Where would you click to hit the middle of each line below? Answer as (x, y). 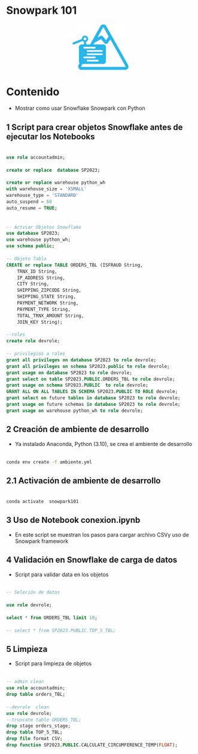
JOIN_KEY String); (40, 322)
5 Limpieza (27, 649)
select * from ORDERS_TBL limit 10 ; (52, 618)
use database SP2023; (33, 234)
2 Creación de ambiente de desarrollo (78, 430)
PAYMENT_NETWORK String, (48, 303)
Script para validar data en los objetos (62, 575)
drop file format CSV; (34, 739)
